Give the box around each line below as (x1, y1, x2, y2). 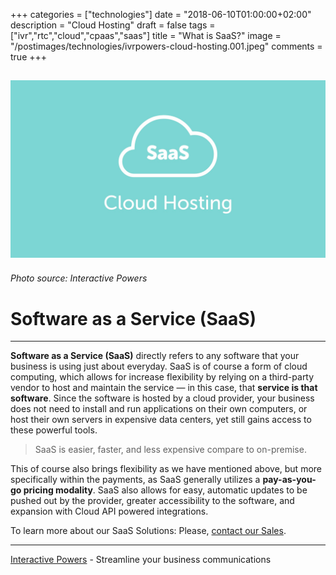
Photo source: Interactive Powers (10, 272, 148, 284)
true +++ (10, 51, 48, 63)
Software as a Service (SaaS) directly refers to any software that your (10, 350, 300, 362)
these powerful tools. (10, 424, 98, 436)
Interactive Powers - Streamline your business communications (10, 554, 272, 566)
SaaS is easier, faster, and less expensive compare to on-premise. (34, 444, 307, 456)
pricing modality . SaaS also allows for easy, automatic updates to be (23, 484, 308, 496)
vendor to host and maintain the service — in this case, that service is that (10, 382, 318, 394)
